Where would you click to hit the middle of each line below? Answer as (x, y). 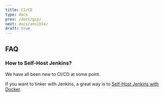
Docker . (13, 89)
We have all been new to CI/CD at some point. (53, 74)
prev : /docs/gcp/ (23, 19)
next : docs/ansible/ (27, 24)
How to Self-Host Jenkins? (38, 63)
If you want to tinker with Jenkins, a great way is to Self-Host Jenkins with (82, 84)
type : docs (17, 15)
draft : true (18, 29)
